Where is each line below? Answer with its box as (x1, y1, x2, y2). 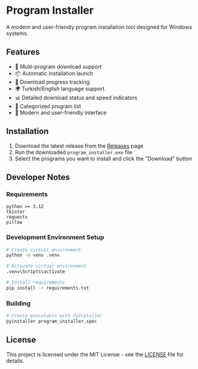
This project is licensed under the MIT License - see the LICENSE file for (6, 350, 184, 358)
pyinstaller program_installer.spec (6, 318, 97, 324)
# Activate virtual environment (6, 263, 86, 269)
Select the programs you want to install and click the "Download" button (14, 155, 193, 162)
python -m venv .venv (6, 252, 60, 258)
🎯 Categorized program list (14, 102, 82, 109)
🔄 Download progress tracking (14, 78, 90, 86)
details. (6, 357, 24, 364)
